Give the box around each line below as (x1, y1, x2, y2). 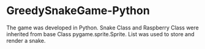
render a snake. (6, 37, 46, 44)
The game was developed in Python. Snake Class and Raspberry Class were (6, 24, 199, 31)
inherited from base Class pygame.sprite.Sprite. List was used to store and (6, 30, 195, 37)
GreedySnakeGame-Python (6, 4, 150, 18)
